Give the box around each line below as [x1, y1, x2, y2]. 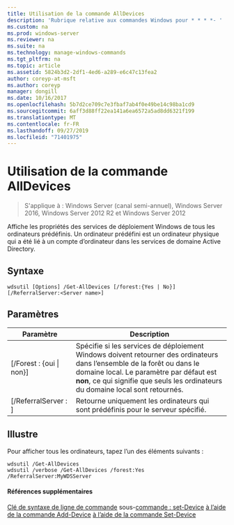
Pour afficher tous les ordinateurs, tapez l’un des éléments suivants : [7, 447, 204, 455]
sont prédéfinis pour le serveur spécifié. [75, 404, 207, 414]
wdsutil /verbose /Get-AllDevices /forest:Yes [7, 466, 145, 473]
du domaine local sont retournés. [75, 385, 184, 394]
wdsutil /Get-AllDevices [7, 460, 79, 468]
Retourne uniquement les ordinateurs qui [75, 396, 210, 406]
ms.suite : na [7, 43, 45, 50]
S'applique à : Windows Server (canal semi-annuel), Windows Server [24, 202, 223, 210]
